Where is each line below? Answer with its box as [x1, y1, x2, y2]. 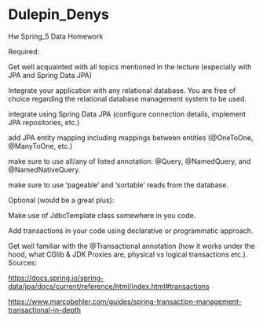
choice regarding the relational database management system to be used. [8, 94, 247, 103]
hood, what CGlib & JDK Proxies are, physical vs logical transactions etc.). [8, 250, 248, 259]
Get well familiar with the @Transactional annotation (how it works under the [8, 241, 255, 250]
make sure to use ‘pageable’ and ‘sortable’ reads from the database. [8, 180, 229, 190]
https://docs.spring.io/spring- [8, 273, 104, 283]
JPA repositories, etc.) [8, 117, 80, 127]
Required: [8, 46, 40, 56]
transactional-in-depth [8, 305, 81, 314]
